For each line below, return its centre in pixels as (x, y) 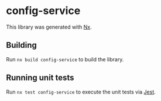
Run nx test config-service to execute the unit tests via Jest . (81, 92)
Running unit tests (40, 78)
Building (21, 45)
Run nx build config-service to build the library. (65, 59)
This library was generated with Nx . (49, 27)
